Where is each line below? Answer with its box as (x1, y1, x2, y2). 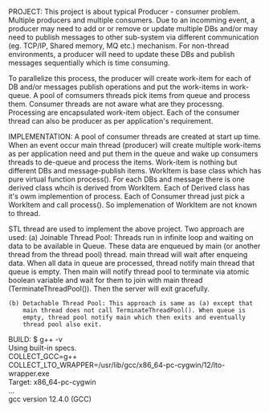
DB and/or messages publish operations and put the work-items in (8, 82, 228, 92)
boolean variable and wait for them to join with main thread (8, 275, 203, 284)
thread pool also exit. (22, 320, 103, 328)
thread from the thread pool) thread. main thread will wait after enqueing (8, 250, 248, 259)
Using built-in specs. (8, 343, 77, 353)
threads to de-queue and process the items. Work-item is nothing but (8, 157, 238, 167)
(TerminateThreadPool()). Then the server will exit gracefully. (8, 284, 210, 293)
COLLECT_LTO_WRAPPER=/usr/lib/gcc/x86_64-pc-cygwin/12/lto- (8, 361, 226, 369)
